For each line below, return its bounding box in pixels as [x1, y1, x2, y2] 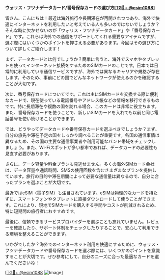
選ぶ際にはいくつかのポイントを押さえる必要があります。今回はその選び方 [5, 40, 156, 46]
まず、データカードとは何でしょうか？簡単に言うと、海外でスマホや [5, 56, 142, 62]
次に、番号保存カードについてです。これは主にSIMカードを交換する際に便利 [5, 91, 159, 97]
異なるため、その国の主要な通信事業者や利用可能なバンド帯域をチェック [5, 138, 152, 144]
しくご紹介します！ [22, 46, 61, 51]
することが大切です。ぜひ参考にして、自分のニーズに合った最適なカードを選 [5, 254, 159, 259]
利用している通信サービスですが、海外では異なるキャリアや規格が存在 [18, 69, 160, 74]
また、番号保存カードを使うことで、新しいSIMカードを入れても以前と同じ [5, 110, 155, 115]
